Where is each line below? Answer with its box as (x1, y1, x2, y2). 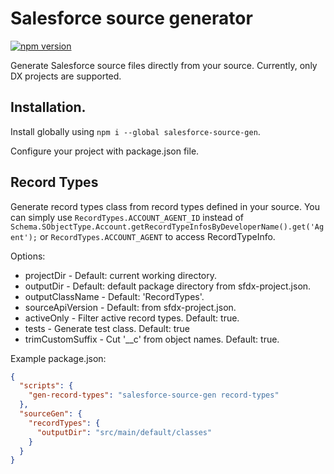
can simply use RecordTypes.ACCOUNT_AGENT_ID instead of (10, 211, 244, 223)
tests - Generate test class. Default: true (24, 322, 190, 334)
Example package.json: (10, 352, 107, 364)
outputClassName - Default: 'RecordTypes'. (24, 290, 205, 302)
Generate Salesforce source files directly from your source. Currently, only (10, 59, 318, 71)
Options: (10, 250, 46, 262)
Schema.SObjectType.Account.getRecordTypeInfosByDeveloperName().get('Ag (10, 222, 325, 232)
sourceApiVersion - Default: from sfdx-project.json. (24, 301, 237, 313)
